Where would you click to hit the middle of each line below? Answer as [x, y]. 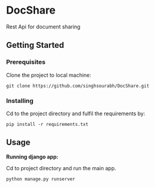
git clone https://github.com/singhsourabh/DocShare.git [78, 86]
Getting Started [35, 45]
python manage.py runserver [41, 179]
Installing [20, 101]
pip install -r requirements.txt [47, 124]
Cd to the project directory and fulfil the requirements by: [76, 114]
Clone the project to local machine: [49, 75]
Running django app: [32, 157]
